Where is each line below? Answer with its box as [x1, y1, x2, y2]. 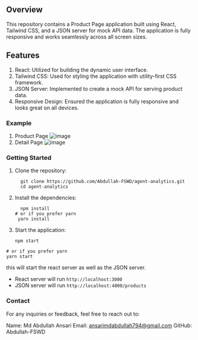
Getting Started [6, 153, 52, 162]
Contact [6, 297, 30, 305]
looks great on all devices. [14, 104, 79, 111]
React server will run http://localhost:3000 [14, 276, 123, 283]
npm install [20, 206, 50, 212]
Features [6, 51, 40, 61]
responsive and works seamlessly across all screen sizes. [6, 33, 147, 40]
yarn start [6, 254, 33, 260]
